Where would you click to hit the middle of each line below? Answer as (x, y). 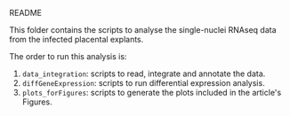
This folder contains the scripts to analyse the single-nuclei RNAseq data (143, 30)
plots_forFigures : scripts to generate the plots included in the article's (152, 93)
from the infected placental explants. (77, 39)
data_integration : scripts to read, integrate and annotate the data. (144, 73)
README (26, 13)
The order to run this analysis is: (68, 56)
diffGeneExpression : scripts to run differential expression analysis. (143, 83)
